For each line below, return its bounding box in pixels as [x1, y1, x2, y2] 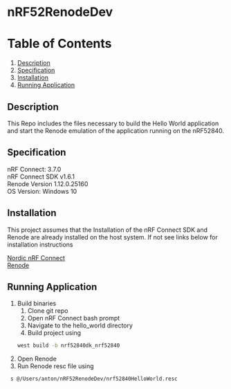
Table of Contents [7, 36, 112, 52]
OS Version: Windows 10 [7, 187, 77, 195]
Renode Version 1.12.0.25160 [7, 179, 89, 188]
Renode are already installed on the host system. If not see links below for [7, 233, 218, 241]
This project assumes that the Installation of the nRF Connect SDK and [7, 226, 208, 234]
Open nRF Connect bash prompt [27, 314, 120, 323]
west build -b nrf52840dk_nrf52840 [17, 342, 120, 350]
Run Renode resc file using [17, 362, 95, 370]
